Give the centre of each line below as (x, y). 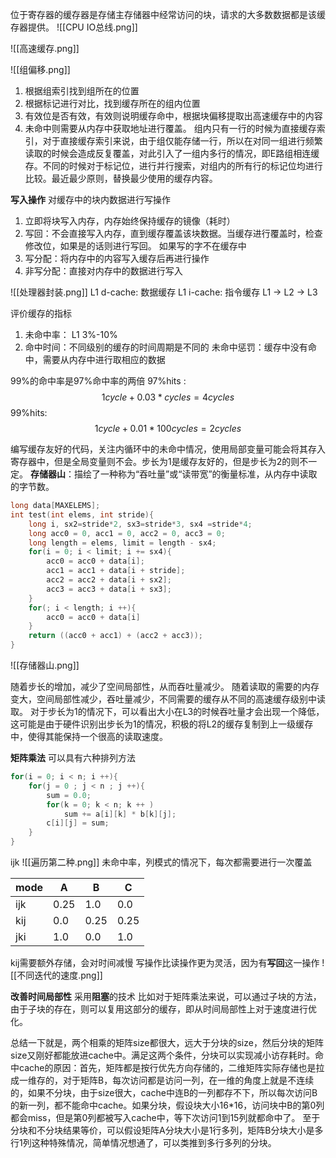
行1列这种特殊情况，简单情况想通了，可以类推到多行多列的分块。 (143, 1142)
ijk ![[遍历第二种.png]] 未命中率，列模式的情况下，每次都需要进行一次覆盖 (161, 862)
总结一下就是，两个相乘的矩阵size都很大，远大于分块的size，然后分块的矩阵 (167, 1042)
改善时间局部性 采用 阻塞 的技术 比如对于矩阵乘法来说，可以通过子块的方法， (166, 996)
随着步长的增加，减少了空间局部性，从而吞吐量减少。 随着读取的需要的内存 (165, 686)
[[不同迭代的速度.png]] (56, 975)
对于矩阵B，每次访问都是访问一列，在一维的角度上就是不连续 (188, 1080)
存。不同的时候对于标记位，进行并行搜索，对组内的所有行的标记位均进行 (173, 166)
